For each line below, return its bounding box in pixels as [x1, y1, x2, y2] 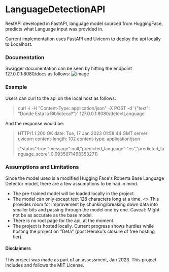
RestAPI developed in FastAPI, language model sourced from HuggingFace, [5, 20, 163, 26]
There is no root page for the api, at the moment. [12, 217, 115, 224]
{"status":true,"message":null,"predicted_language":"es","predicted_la [17, 145, 164, 151]
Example [5, 84, 27, 91]
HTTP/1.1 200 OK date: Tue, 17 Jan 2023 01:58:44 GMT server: [17, 130, 149, 136]
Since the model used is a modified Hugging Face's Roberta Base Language [5, 175, 164, 181]
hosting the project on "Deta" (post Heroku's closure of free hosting [12, 228, 155, 234]
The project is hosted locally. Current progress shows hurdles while [12, 223, 154, 229]
